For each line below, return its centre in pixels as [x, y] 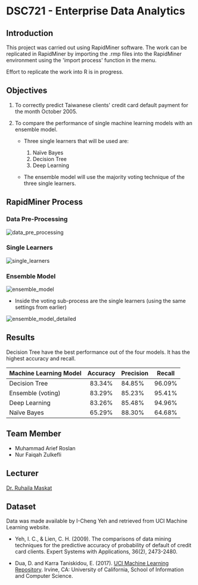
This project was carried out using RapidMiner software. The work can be [97, 47]
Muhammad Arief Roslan [45, 448]
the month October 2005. [46, 111]
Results [21, 337]
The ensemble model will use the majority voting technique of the [104, 177]
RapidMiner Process [45, 202]
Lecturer [22, 473]
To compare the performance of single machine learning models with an [103, 123]
